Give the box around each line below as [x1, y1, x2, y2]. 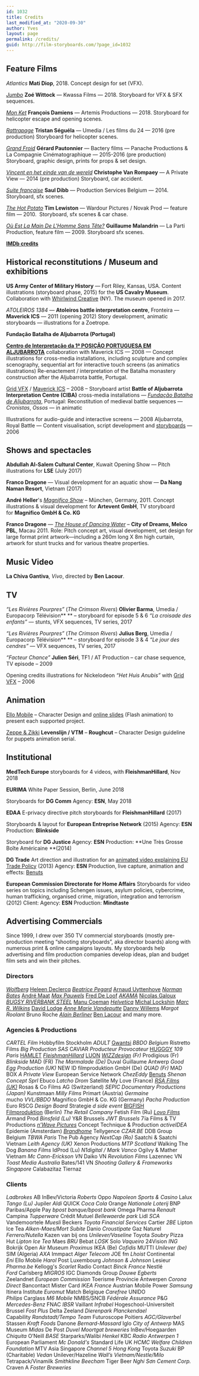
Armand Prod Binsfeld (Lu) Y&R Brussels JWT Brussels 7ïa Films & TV [6, 1115, 176, 1122]
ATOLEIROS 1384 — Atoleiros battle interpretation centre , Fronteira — [6, 306, 179, 314]
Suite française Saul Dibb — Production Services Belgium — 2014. [6, 186, 169, 194]
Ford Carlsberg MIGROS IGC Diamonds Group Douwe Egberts [6, 1269, 157, 1277]
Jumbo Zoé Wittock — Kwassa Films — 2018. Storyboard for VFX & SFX [6, 91, 182, 98]
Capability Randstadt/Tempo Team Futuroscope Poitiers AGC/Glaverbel [6, 1314, 181, 1321]
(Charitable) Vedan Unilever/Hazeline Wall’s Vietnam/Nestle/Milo [6, 1352, 164, 1359]
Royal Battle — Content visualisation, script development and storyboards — [6, 422, 192, 429]
